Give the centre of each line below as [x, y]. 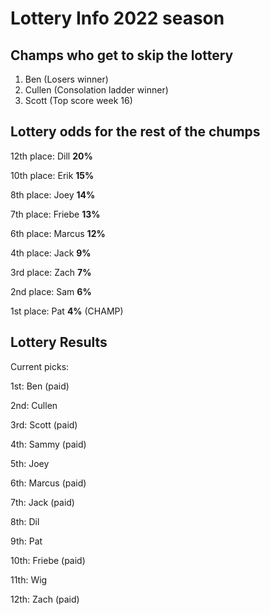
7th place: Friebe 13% [55, 214]
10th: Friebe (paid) [48, 560]
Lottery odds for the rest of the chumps [135, 132]
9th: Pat [26, 541]
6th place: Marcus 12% [58, 233]
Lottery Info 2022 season [117, 18]
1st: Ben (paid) [40, 386]
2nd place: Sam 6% [51, 291]
